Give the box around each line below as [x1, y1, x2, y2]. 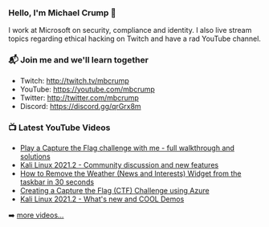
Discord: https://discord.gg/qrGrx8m [19, 101, 142, 111]
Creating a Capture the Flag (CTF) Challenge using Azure [19, 185, 210, 195]
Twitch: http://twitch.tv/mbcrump [19, 75, 130, 85]
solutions [19, 152, 51, 161]
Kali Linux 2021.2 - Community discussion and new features [19, 160, 219, 169]
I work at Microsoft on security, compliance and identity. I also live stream [8, 26, 252, 35]
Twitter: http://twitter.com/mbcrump [19, 92, 139, 103]
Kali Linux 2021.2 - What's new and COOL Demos [19, 194, 185, 204]
